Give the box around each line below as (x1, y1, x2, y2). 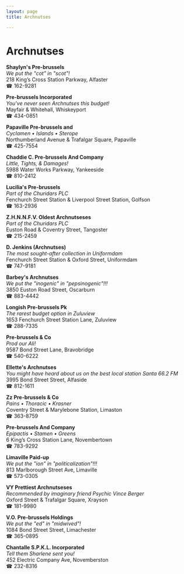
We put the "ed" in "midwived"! (6, 520, 81, 527)
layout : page (6, 8, 38, 15)
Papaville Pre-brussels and (6, 124, 73, 131)
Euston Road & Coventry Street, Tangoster (6, 226, 108, 233)
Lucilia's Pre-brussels (6, 184, 61, 191)
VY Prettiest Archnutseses (6, 484, 72, 491)
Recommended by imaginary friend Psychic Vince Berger (6, 490, 144, 497)
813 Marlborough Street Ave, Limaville (6, 466, 98, 473)
